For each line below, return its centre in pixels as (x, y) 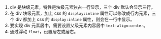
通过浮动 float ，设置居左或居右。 (44, 31)
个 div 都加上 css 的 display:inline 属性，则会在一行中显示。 (72, 19)
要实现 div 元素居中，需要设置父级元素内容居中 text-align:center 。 (79, 25)
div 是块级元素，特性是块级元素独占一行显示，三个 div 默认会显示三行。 (82, 7)
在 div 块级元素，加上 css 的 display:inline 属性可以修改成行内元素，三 (83, 13)
